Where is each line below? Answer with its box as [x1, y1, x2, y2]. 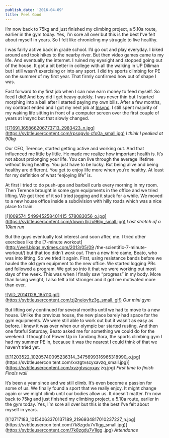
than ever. [5, 282, 26, 288]
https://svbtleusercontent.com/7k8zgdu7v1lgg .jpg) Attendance [7, 427, 138, 433]
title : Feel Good [5, 12, 42, 17]
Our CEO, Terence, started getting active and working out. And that [5, 145, 144, 151]
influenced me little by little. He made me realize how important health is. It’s [5, 151, 163, 157]
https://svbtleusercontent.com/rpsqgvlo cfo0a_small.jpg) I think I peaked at [7, 130, 163, 136]
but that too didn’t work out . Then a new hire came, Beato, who [26, 249, 157, 256]
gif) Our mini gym [114, 297, 151, 303]
